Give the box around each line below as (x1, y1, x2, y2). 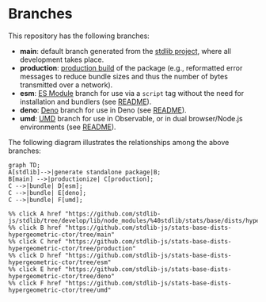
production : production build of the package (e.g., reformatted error (19, 63, 243, 72)
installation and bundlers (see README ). (19, 97, 152, 106)
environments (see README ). (19, 122, 116, 132)
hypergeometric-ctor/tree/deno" (8, 272, 115, 280)
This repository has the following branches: (8, 31, 150, 40)
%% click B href (8, 224, 62, 231)
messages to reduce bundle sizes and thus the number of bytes (19, 71, 228, 81)
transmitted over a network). (19, 80, 113, 90)
